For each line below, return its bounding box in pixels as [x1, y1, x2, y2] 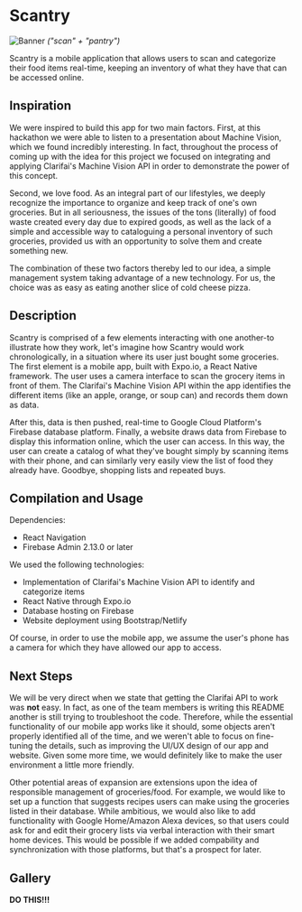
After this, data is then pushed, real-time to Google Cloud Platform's [9, 416, 262, 427]
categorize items [22, 586, 86, 597]
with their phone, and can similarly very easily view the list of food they [9, 455, 273, 466]
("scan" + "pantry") [46, 35, 121, 46]
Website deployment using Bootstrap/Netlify [22, 615, 188, 626]
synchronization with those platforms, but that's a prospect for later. [9, 844, 262, 855]
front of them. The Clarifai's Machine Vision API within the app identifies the [9, 380, 291, 391]
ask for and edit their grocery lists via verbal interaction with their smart [9, 825, 275, 836]
